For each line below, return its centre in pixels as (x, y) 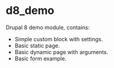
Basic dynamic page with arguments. (61, 52)
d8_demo (30, 11)
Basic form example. (40, 58)
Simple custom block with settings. (59, 39)
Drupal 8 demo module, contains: (48, 27)
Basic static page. (37, 46)
